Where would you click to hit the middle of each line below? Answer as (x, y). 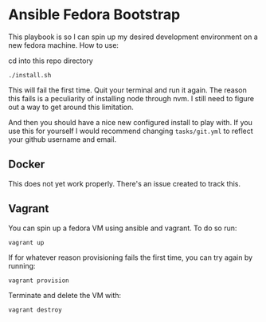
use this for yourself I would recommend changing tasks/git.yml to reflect (131, 131)
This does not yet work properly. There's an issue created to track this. (125, 183)
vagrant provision (39, 281)
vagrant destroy (35, 310)
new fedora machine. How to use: (64, 45)
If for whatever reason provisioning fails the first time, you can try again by (131, 257)
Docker (27, 165)
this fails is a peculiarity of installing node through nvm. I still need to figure (131, 98)
